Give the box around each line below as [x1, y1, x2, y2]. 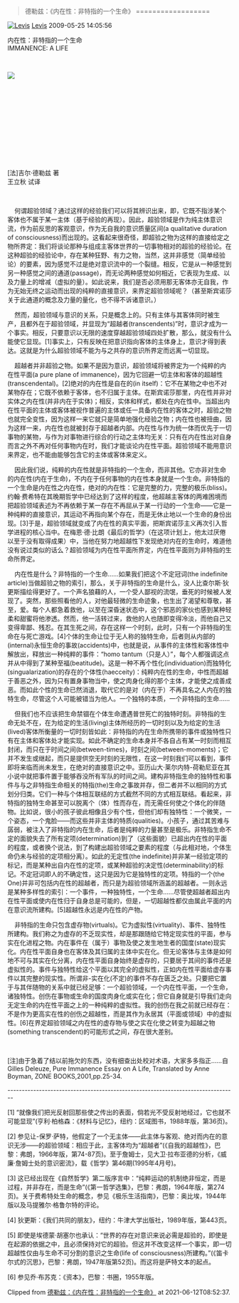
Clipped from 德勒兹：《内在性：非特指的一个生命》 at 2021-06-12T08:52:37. [7, 1288, 231, 1296]
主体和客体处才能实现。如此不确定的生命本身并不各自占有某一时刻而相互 [19, 737, 232, 744]
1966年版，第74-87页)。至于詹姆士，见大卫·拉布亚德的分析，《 [38, 1150, 221, 1158]
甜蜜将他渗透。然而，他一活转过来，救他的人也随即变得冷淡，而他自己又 [19, 614, 232, 623]
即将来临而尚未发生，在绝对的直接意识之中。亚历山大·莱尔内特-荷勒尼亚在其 [7, 763, 230, 772]
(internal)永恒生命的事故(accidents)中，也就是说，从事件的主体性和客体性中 [7, 641, 229, 649]
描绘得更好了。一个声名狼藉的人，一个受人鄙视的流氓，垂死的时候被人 [19, 588, 225, 596]
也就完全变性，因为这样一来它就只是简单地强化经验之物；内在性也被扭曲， [7, 415, 225, 423]
